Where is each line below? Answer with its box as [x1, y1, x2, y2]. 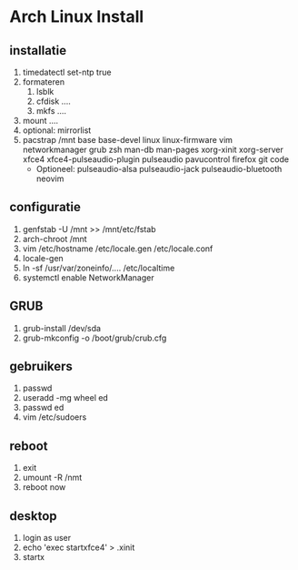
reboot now [22, 482, 66, 493]
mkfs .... [35, 106, 66, 116]
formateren [22, 76, 65, 87]
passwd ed [22, 402, 65, 413]
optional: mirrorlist [22, 125, 92, 136]
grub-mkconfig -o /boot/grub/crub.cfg [22, 332, 167, 343]
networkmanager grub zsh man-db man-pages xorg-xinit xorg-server [22, 144, 283, 155]
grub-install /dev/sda [22, 322, 102, 333]
